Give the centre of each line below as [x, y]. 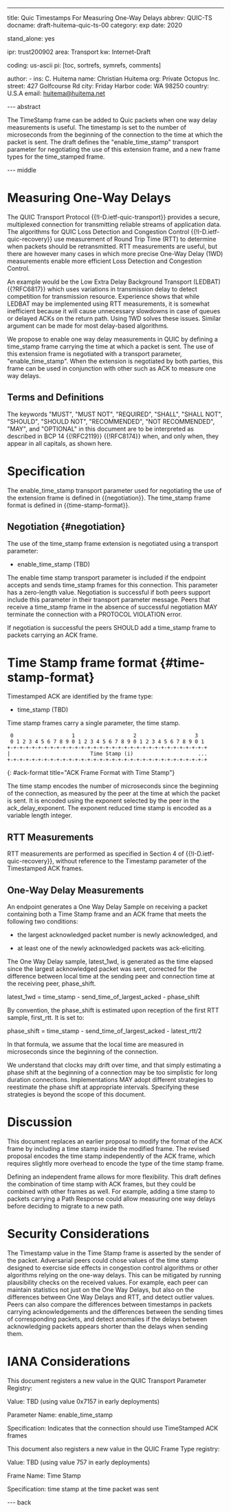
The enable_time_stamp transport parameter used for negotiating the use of [114, 490]
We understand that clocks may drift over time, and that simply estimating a [114, 1065]
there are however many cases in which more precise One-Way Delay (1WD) [115, 253]
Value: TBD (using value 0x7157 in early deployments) [84, 1401]
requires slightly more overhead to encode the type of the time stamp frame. [115, 1163]
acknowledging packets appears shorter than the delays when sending [108, 1326]
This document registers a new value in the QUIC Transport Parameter [107, 1380]
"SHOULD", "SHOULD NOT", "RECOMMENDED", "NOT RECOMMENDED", [111, 421]
